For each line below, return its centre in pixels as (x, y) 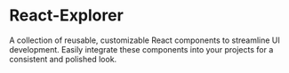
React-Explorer (67, 16)
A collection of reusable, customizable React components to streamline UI (144, 40)
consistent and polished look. (63, 59)
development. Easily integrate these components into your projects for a (141, 49)
